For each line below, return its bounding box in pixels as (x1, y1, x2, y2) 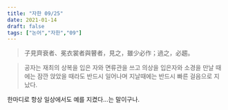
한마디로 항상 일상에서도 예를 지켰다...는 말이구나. (7, 96, 140, 104)
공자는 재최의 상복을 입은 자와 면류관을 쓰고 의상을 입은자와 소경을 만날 (23, 63, 214, 72)
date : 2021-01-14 (7, 16, 57, 23)
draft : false (7, 23, 45, 30)
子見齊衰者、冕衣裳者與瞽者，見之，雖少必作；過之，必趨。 (23, 49, 194, 57)
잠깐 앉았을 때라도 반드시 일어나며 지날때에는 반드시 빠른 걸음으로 (37, 72, 213, 80)
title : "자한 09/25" (7, 10, 64, 17)
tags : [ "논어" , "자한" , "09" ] (7, 29, 82, 36)
